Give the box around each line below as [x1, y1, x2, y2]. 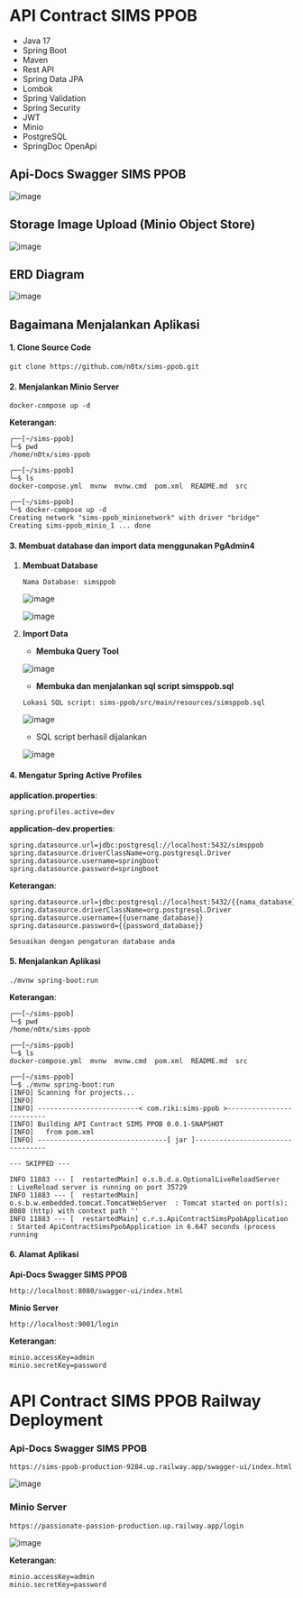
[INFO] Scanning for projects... [9, 1088, 135, 1097]
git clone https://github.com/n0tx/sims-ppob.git [9, 362, 200, 371]
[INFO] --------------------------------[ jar [9, 1135, 188, 1144]
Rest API [22, 64, 55, 75]
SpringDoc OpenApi [22, 141, 97, 152]
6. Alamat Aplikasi [9, 1249, 79, 1260]
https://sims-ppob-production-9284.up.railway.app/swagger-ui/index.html [9, 1463, 293, 1472]
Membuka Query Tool [35, 646, 119, 657]
